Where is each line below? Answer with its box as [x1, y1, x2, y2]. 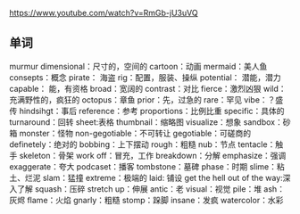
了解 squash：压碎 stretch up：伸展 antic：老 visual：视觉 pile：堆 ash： [16, 183, 286, 194]
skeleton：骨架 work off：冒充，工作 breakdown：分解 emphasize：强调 [19, 150, 287, 160]
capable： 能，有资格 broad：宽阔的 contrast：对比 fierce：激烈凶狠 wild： [9, 83, 287, 94]
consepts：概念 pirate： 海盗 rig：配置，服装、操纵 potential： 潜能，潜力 [9, 71, 281, 83]
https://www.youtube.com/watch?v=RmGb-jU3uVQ [9, 8, 198, 18]
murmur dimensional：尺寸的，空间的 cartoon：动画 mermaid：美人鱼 [9, 61, 268, 71]
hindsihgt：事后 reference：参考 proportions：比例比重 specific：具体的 [19, 105, 285, 116]
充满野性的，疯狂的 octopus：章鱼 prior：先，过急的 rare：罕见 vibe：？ [9, 94, 276, 105]
